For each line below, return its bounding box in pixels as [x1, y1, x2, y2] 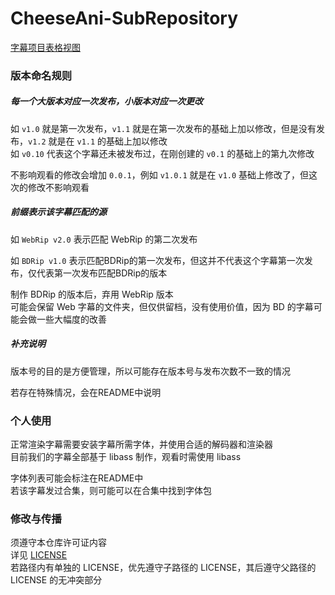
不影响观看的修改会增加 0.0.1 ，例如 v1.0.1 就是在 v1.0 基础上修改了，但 [10, 168, 310, 181]
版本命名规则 [10, 68, 73, 82]
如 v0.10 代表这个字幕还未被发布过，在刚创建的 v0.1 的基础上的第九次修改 [10, 147, 315, 159]
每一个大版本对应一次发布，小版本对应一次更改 [10, 95, 203, 107]
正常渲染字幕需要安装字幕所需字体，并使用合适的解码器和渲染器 [10, 438, 273, 451]
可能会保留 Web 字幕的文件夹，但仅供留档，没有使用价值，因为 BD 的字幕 [10, 300, 314, 312]
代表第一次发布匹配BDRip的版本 [36, 267, 168, 279]
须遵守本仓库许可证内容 [10, 537, 107, 549]
